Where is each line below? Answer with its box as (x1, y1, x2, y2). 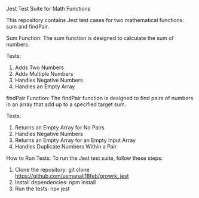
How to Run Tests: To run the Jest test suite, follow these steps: (6, 154, 163, 162)
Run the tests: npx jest (14, 185, 70, 192)
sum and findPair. (6, 23, 50, 30)
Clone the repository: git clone (14, 166, 90, 173)
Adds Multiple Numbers (14, 70, 74, 77)
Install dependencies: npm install (14, 179, 96, 185)
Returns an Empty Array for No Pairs (14, 124, 105, 131)
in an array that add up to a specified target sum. (6, 101, 127, 108)
